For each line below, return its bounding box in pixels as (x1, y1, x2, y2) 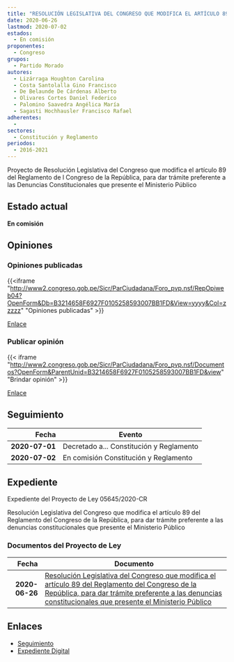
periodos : (7, 140, 36, 147)
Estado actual (7, 200, 68, 213)
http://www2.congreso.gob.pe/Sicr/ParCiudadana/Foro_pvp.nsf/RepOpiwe (10, 284, 224, 292)
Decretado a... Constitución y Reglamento (62, 441, 198, 451)
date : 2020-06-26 (7, 17, 58, 24)
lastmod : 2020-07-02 (7, 23, 68, 30)
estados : (7, 29, 33, 37)
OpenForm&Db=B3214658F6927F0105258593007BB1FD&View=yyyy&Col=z (7, 298, 226, 307)
